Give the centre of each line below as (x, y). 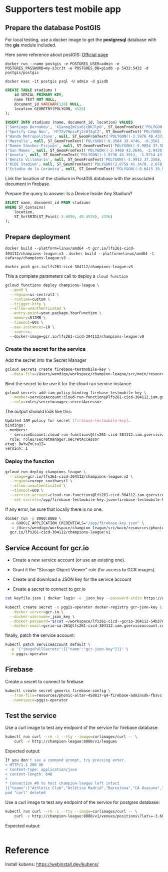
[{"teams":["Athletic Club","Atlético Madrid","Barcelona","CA (72, 788)
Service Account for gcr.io (47, 548)
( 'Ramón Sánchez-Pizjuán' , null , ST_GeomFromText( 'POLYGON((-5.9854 (78, 146)
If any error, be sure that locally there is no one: (54, 509)
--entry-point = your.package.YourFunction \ (55, 313)
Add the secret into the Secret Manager (46, 360)
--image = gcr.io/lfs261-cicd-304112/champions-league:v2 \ (71, 476)
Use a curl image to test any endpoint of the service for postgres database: (82, 802)
